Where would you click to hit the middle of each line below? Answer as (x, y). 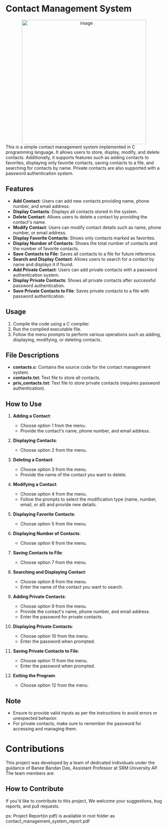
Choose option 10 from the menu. (54, 636)
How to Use (24, 404)
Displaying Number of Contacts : (47, 533)
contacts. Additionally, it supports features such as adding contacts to (77, 157)
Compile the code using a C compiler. (51, 323)
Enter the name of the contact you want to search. (72, 587)
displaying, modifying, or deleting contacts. (57, 339)
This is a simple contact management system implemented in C (71, 147)
